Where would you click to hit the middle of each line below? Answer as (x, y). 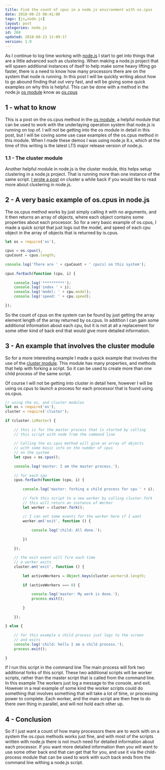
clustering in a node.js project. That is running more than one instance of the (82, 174)
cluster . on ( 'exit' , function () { (49, 567)
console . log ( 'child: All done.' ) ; (67, 530)
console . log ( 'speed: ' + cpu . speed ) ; (53, 297)
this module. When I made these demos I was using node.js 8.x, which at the (82, 140)
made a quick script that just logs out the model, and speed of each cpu (78, 227)
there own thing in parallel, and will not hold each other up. (65, 704)
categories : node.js (26, 28)
